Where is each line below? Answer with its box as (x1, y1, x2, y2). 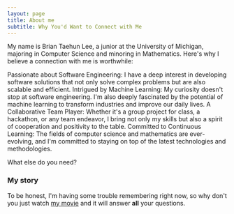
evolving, (7, 137, 34, 146)
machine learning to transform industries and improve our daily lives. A (7, 100, 211, 109)
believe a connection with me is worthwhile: (7, 57, 133, 66)
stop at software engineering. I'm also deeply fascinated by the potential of (7, 93, 224, 101)
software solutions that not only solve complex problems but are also (7, 78, 206, 86)
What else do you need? (7, 158, 77, 167)
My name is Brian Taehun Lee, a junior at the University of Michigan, (7, 43, 204, 51)
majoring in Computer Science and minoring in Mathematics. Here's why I (7, 49, 219, 58)
